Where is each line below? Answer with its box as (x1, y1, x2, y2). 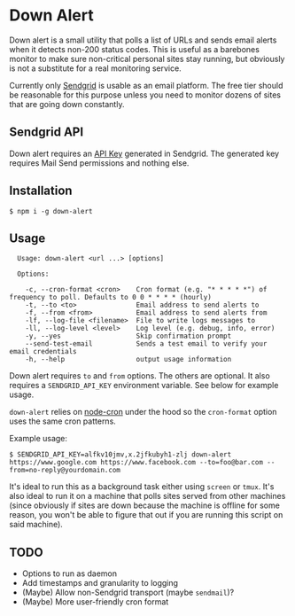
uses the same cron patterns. (9, 416, 117, 426)
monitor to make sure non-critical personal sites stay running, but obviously (9, 53, 285, 64)
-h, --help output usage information (25, 355, 232, 364)
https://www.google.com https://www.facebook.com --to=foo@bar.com (9, 458, 264, 467)
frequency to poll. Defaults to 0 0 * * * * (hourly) (9, 293, 213, 302)
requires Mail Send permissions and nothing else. (9, 157, 190, 168)
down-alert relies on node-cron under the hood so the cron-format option (9, 407, 277, 417)
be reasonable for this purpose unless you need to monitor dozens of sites (9, 90, 282, 100)
